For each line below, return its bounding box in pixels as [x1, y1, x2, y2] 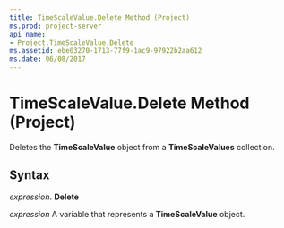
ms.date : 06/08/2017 [9, 55, 87, 63]
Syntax [9, 167, 50, 183]
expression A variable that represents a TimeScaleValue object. [9, 208, 245, 219]
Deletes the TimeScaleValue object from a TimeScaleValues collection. [9, 141, 275, 152]
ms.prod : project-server [9, 21, 102, 30]
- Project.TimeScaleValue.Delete [9, 38, 134, 47]
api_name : [9, 30, 47, 38]
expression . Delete [9, 191, 79, 202]
